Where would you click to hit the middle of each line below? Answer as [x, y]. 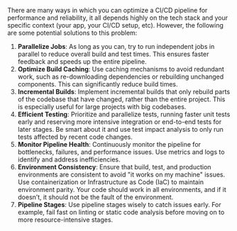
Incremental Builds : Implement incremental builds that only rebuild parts [124, 92]
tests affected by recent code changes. [75, 137]
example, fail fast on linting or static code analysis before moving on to [121, 212]
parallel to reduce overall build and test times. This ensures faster [113, 54]
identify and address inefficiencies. [69, 159]
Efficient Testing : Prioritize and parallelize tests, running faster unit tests [124, 114]
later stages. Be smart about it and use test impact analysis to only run [120, 129]
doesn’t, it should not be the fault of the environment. [95, 197]
